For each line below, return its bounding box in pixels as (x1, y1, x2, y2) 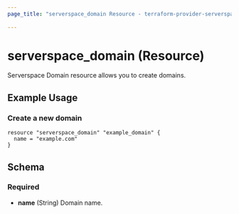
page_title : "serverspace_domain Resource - (7, 10, 142, 18)
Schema (7, 161, 45, 173)
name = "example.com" (14, 136, 78, 143)
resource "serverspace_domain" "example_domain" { (7, 129, 161, 137)
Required (7, 182, 40, 192)
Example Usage (7, 92, 78, 104)
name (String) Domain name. (17, 198, 103, 207)
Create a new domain (7, 113, 83, 123)
